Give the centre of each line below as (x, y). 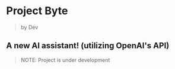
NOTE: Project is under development (65, 60)
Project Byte (37, 11)
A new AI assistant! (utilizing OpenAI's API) (88, 46)
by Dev (29, 27)
